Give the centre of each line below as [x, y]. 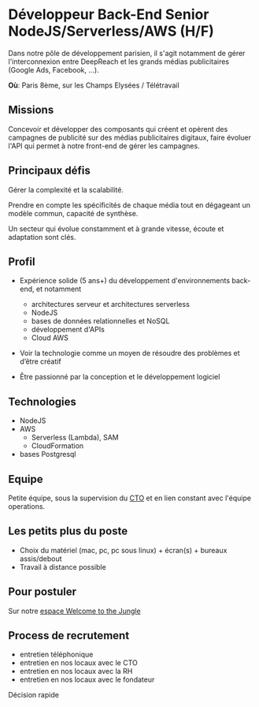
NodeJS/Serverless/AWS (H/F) [111, 31]
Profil [22, 262]
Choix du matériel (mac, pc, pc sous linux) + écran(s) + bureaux [123, 550]
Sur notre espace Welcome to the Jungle [74, 611]
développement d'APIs [68, 330]
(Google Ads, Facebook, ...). [54, 69]
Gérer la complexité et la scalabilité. [66, 189]
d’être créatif [40, 361]
